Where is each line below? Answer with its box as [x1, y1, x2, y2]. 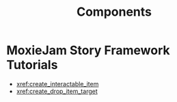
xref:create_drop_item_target [16, 87, 98, 95]
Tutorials [6, 58, 58, 73]
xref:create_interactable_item [16, 79, 99, 88]
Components [77, 4, 152, 20]
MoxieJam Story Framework [6, 42, 170, 58]
